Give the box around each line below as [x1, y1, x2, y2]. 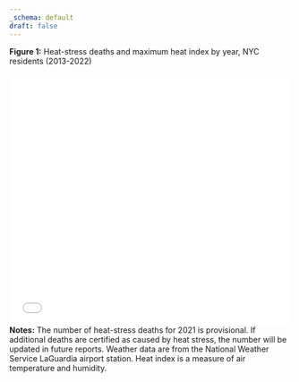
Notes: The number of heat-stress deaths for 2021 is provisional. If [9, 324, 256, 335]
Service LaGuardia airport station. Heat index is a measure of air [9, 352, 246, 363]
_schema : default [9, 13, 74, 22]
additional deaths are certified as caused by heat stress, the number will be [9, 334, 287, 344]
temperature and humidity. [9, 362, 107, 373]
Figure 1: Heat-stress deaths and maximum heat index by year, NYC [9, 46, 260, 56]
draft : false [9, 21, 58, 30]
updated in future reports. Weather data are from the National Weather [9, 344, 269, 354]
